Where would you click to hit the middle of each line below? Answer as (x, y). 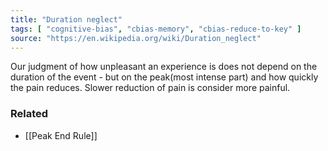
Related (29, 114)
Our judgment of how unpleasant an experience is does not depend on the (164, 67)
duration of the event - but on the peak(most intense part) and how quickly (164, 77)
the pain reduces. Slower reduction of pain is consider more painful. (150, 88)
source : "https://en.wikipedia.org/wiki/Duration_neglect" (136, 38)
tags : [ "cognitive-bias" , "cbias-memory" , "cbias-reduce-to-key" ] (156, 29)
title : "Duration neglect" (66, 19)
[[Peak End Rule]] (61, 135)
